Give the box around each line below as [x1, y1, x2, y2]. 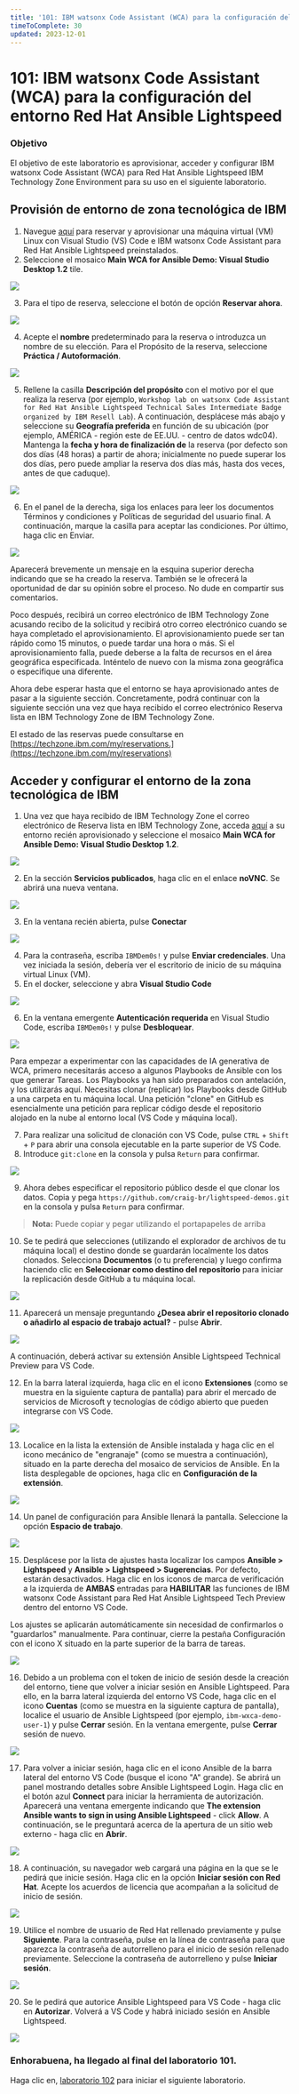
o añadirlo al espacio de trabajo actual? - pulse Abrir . [22, 1317, 223, 1328]
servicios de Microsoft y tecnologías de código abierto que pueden [22, 1397, 269, 1408]
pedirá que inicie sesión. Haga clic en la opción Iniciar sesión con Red [22, 1873, 281, 1883]
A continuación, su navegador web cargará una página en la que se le [22, 1863, 279, 1873]
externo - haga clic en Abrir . [22, 1829, 128, 1840]
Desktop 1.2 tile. [22, 263, 83, 274]
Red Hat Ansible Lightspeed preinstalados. [22, 245, 179, 255]
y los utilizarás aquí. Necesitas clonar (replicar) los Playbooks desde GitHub [10, 1084, 287, 1095]
